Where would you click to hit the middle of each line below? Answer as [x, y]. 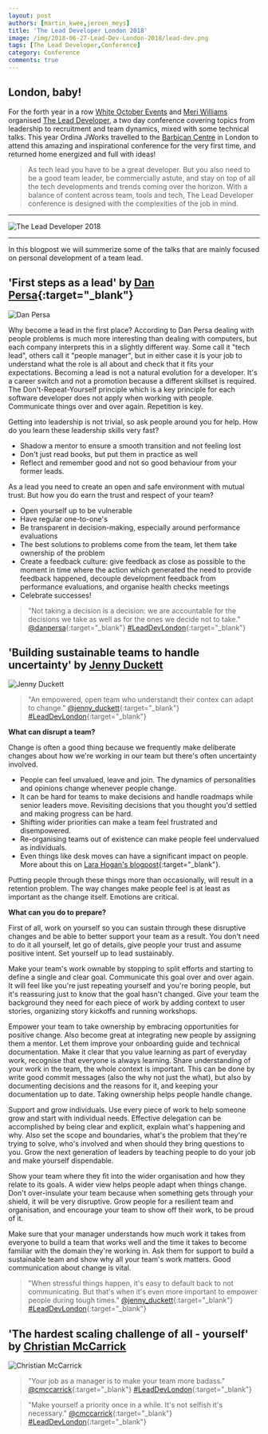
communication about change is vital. [70, 1268]
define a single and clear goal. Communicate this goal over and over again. [131, 977]
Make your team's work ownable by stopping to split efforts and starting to [131, 969]
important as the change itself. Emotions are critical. [94, 897]
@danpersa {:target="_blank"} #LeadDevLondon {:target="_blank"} [137, 628]
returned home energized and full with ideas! [82, 154]
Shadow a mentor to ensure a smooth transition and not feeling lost [130, 445]
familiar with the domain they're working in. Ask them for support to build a [131, 1251]
